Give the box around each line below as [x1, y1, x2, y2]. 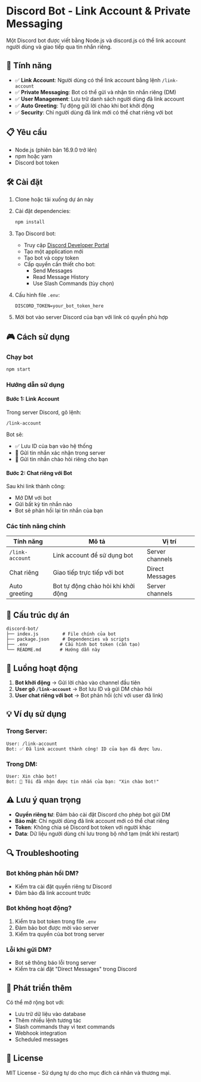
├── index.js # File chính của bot [6, 631, 117, 637]
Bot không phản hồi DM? [6, 869, 79, 877]
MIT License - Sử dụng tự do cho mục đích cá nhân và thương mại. [6, 1069, 171, 1076]
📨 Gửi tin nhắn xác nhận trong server [14, 449, 106, 456]
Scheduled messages [14, 1036, 69, 1043]
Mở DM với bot [14, 494, 52, 501]
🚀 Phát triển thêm [6, 982, 72, 993]
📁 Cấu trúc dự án [6, 610, 70, 620]
